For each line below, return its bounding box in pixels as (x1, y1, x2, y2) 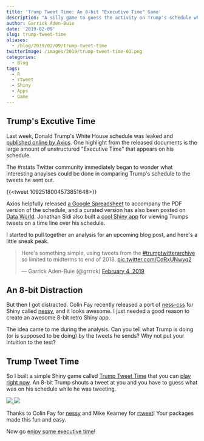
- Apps (12, 88, 29, 94)
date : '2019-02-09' (6, 26, 56, 32)
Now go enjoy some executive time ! (6, 428, 96, 435)
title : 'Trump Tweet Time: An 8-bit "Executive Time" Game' (6, 9, 162, 15)
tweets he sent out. (6, 176, 55, 183)
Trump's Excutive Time (6, 116, 96, 126)
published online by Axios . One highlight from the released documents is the (6, 138, 197, 146)
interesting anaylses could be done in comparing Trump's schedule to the (6, 169, 191, 177)
